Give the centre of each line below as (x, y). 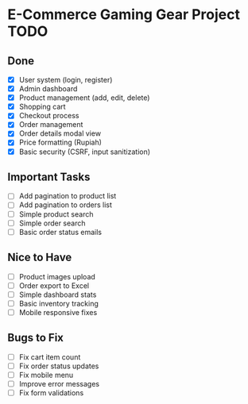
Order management (51, 125)
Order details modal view (60, 133)
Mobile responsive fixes (58, 312)
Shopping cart (42, 107)
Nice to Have (40, 258)
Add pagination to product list (68, 196)
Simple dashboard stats (58, 294)
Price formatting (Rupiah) (60, 142)
